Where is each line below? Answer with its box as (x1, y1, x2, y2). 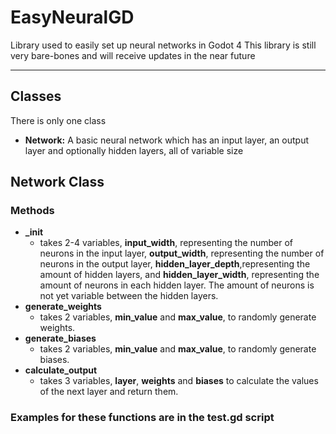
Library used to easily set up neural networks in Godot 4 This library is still (10, 39, 317, 51)
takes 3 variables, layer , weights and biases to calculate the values (39, 375, 319, 387)
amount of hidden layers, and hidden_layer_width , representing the (39, 269, 320, 281)
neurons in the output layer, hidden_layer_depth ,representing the (39, 258, 311, 270)
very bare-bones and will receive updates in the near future (10, 49, 256, 61)
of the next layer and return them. (39, 386, 179, 398)
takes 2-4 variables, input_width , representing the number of (39, 237, 294, 249)
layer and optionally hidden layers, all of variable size (24, 144, 244, 156)
